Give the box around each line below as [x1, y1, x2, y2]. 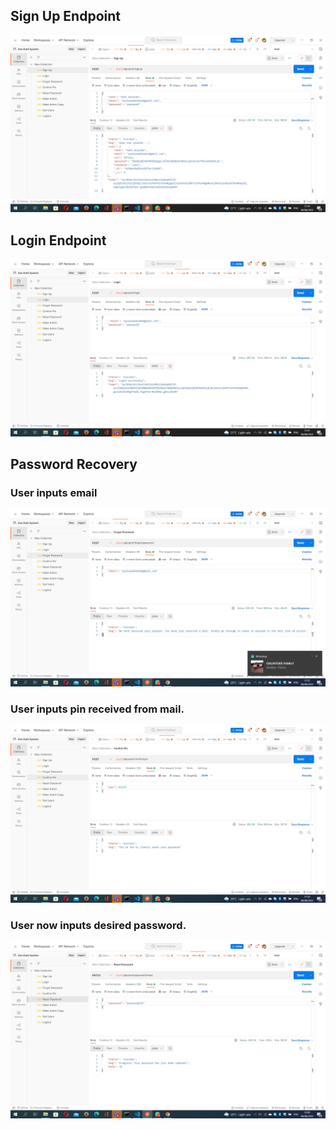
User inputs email [10, 485, 98, 499]
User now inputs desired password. [10, 918, 187, 932]
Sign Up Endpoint [10, 8, 121, 25]
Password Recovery [10, 456, 138, 473]
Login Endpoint [10, 232, 107, 249]
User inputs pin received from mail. [10, 702, 185, 716]
